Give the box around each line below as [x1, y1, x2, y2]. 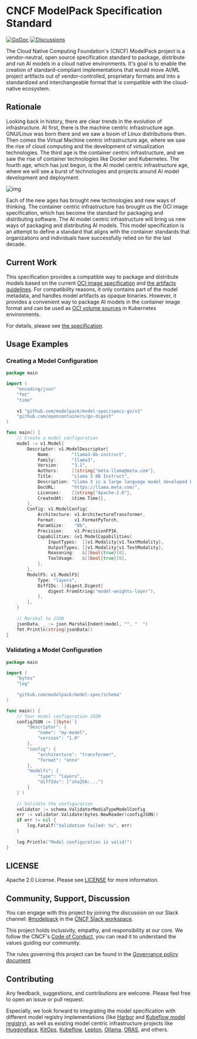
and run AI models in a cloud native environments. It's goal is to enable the [6, 60, 186, 67]
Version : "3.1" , [37, 462, 88, 468]
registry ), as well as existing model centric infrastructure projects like [6, 1020, 173, 1027]
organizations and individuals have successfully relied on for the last [6, 234, 172, 241]
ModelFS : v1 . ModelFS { [27, 572, 80, 578]
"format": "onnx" [37, 757, 80, 763]
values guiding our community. [6, 940, 81, 947]
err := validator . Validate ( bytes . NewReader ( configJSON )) [16, 812, 159, 818]
